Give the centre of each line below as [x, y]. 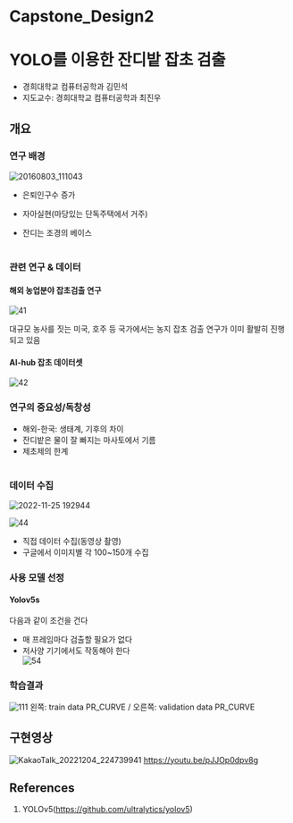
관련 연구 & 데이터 [45, 267]
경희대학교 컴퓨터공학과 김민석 [75, 87]
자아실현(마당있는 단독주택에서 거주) [85, 214]
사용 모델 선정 [37, 578]
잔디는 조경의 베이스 [57, 232]
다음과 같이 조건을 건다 [49, 621]
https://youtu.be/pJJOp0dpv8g [201, 760]
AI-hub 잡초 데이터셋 [46, 362]
